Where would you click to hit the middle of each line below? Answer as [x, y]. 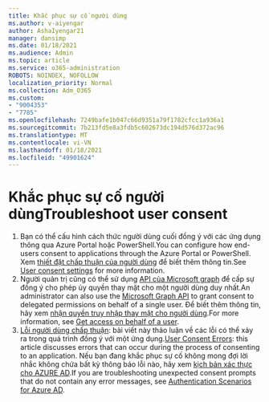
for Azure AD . [43, 390]
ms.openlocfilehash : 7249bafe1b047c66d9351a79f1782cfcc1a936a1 [116, 120]
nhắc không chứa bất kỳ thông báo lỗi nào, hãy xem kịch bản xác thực [136, 364]
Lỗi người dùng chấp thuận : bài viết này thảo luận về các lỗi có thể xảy [137, 331]
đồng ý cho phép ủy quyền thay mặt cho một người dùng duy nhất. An [135, 288]
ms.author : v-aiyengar [46, 23]
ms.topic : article [39, 61]
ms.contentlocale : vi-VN [50, 142]
